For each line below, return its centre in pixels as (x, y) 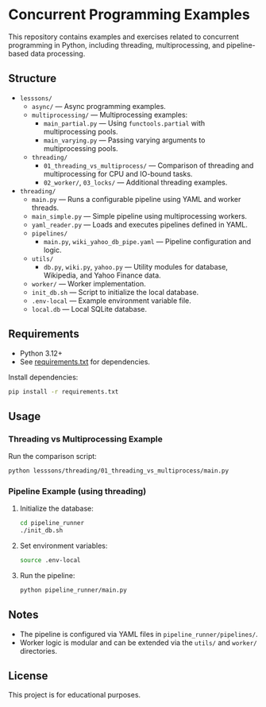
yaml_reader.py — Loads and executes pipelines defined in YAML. (139, 224)
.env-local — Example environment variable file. (112, 301)
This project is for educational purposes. (75, 695)
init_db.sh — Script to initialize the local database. (115, 292)
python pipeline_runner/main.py (73, 590)
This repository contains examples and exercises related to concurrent (124, 37)
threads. (45, 208)
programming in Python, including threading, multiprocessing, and (116, 45)
